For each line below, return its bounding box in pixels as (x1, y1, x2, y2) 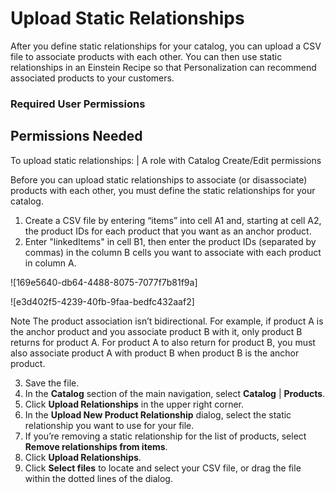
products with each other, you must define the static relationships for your (10, 184, 316, 196)
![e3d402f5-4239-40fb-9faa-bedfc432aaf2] (10, 295, 195, 307)
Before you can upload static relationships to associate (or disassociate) (10, 173, 308, 186)
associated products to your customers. (10, 72, 175, 84)
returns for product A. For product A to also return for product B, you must (10, 336, 316, 348)
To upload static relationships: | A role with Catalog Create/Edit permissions (10, 154, 322, 166)
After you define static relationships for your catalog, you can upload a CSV (10, 40, 322, 52)
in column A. (24, 257, 77, 269)
